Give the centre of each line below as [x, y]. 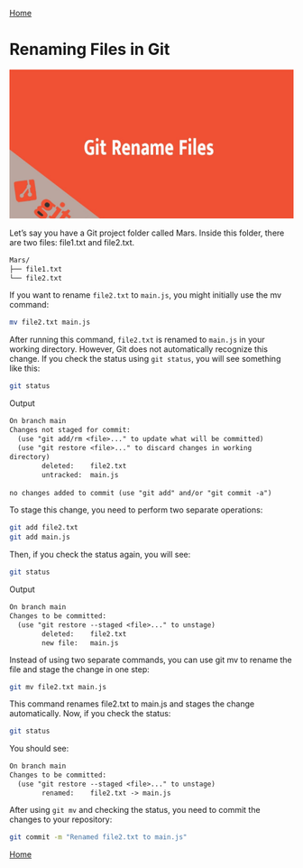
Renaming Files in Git [90, 50]
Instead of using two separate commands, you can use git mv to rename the [151, 660]
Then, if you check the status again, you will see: [100, 554]
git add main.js [40, 537]
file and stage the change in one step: [80, 669]
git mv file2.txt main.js [58, 687]
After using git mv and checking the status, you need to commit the [135, 810]
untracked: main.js [80, 475]
